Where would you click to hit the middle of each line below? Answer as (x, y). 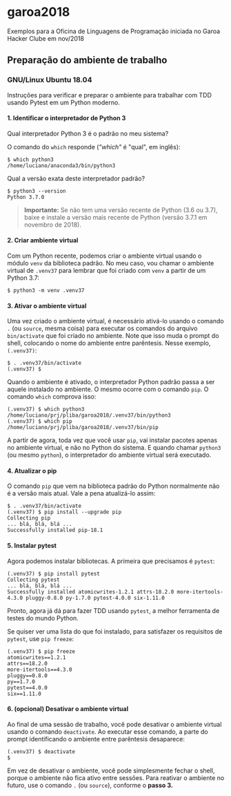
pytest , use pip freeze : (41, 638)
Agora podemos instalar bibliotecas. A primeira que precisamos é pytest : (111, 561)
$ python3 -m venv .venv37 (46, 291)
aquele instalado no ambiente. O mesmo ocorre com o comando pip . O (108, 389)
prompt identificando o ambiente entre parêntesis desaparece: (96, 739)
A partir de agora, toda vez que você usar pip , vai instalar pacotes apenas (112, 440)
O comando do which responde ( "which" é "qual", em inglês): (94, 146)
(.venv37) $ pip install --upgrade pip (64, 512)
